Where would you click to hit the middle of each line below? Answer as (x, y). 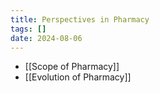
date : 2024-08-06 (46, 38)
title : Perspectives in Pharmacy (80, 19)
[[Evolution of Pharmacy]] (78, 77)
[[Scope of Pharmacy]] (72, 67)
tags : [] (28, 29)
